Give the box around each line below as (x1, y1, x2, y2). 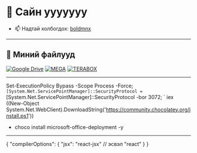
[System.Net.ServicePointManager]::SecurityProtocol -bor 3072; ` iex (6, 93, 174, 100)
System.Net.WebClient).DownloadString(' (6, 106, 107, 113)
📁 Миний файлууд (6, 50, 75, 60)
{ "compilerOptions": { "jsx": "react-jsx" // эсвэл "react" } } (6, 140, 149, 147)
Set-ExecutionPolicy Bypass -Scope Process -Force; (6, 82, 134, 89)
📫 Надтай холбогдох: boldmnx (14, 25, 91, 32)
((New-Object (6, 100, 39, 107)
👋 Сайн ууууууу (6, 5, 88, 19)
